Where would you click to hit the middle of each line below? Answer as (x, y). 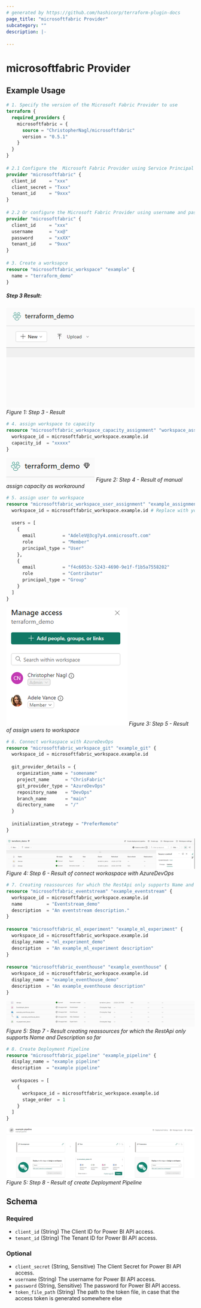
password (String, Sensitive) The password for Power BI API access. (98, 1286)
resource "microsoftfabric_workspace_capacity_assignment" (81, 431)
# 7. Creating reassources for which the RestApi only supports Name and (100, 885)
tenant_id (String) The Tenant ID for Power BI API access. (86, 1238)
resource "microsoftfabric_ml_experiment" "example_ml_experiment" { (95, 930)
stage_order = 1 (44, 1100)
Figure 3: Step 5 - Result (159, 723)
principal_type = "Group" (54, 580)
